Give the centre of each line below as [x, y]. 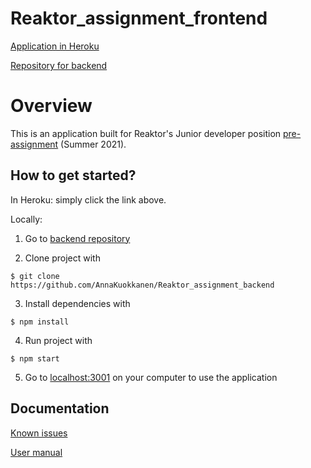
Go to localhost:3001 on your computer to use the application [151, 377]
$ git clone [35, 276]
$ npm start [35, 358]
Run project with [58, 340]
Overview [51, 106]
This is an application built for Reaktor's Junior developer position [146, 133]
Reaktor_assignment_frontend [139, 18]
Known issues [39, 433]
